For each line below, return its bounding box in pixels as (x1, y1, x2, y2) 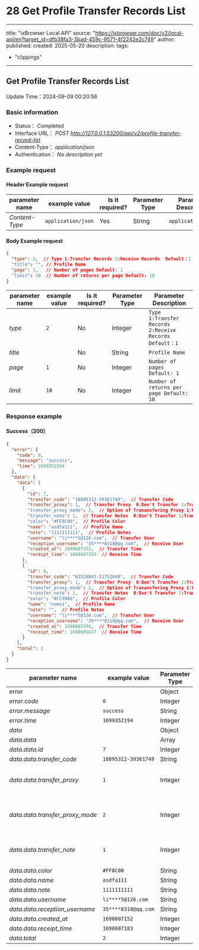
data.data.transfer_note (9, 845, 76, 854)
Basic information (6, 108, 59, 116)
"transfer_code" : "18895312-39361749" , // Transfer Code (27, 496, 174, 503)
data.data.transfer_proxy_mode (9, 810, 97, 819)
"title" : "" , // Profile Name (11, 261, 86, 268)
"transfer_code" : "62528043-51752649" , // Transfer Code (27, 573, 174, 580)
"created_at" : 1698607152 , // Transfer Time (27, 546, 142, 552)
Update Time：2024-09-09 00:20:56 (6, 93, 98, 100)
